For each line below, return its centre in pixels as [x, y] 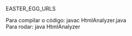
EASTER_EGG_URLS [31, 9]
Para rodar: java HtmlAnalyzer [43, 27]
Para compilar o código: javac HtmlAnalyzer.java [66, 20]
